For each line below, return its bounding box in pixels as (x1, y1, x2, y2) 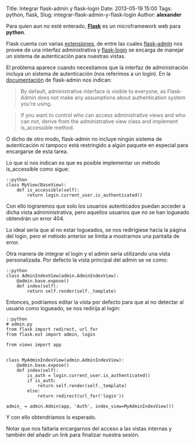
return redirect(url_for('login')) (37, 393, 125, 399)
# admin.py (6, 321, 33, 327)
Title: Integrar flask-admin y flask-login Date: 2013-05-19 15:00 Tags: (6, 5, 172, 12)
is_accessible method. (20, 124, 74, 131)
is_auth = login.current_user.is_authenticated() (27, 372, 150, 378)
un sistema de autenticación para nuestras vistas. (6, 53, 126, 59)
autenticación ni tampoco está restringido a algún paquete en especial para (6, 142, 189, 148)
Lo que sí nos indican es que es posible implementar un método (6, 160, 160, 166)
